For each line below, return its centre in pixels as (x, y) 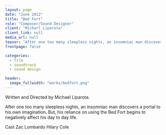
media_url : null (22, 38)
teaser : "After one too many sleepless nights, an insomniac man (74, 42)
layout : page (19, 10)
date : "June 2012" (24, 14)
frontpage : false (23, 47)
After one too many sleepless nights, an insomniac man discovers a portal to (83, 107)
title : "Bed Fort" (24, 19)
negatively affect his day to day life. (41, 117)
